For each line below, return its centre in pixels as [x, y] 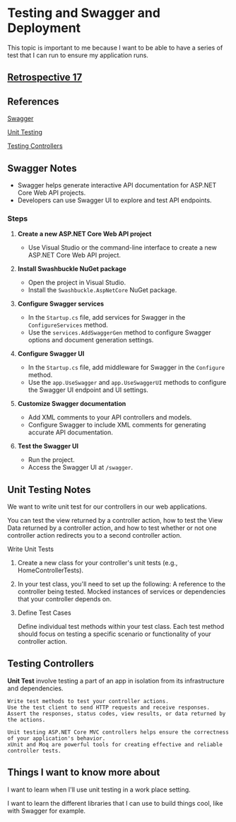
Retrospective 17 [45, 77]
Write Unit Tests [31, 549]
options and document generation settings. [91, 340]
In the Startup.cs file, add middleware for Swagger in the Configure [126, 367]
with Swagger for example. [47, 811]
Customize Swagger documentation [72, 404]
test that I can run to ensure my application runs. [78, 55]
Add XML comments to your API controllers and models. [110, 417]
